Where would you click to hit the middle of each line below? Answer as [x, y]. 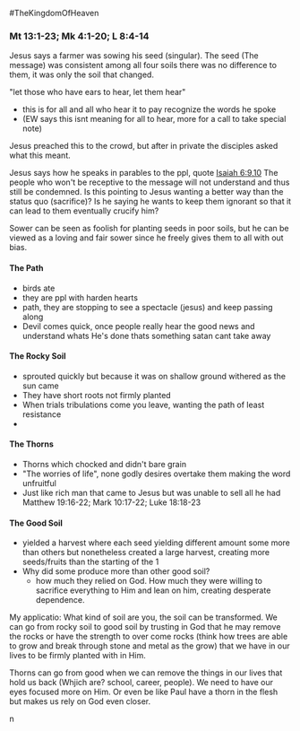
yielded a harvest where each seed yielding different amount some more [156, 543]
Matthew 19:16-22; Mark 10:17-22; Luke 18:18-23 [111, 502]
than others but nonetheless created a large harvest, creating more [146, 553]
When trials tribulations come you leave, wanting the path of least [143, 405]
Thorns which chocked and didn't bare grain [104, 464]
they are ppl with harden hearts [80, 297]
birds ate [39, 288]
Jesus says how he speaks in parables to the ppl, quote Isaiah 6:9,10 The [144, 173]
